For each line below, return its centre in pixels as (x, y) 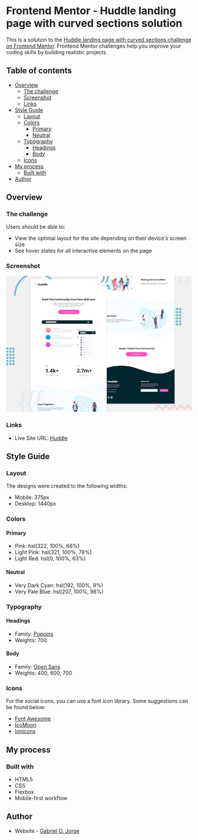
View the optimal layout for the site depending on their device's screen (100, 238)
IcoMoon (25, 725)
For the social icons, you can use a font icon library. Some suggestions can (97, 701)
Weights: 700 (31, 640)
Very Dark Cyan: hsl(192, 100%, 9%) (59, 585)
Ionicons (25, 731)
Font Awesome (33, 719)
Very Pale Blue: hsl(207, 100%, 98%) (59, 591)
